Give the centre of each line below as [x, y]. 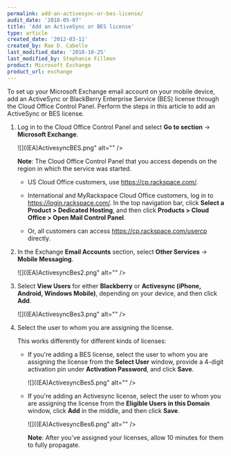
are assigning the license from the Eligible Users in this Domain [119, 403]
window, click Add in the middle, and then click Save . [103, 410]
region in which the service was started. [74, 168]
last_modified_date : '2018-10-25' [57, 53]
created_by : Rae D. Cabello [48, 46]
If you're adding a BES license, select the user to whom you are [118, 354]
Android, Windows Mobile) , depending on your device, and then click [117, 293]
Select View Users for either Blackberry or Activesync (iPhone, [109, 286]
